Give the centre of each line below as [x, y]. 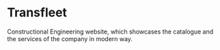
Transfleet [37, 13]
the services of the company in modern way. [70, 38]
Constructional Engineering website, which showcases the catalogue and [110, 32]
